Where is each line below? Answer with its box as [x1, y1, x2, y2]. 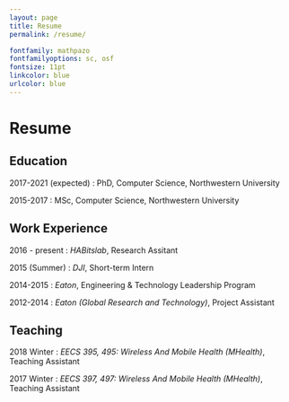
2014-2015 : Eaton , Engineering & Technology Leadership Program [9, 279, 256, 290]
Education [9, 153, 68, 169]
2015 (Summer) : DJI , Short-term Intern [9, 262, 154, 273]
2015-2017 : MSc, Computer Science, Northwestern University [9, 195, 240, 205]
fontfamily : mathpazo [9, 46, 91, 55]
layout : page [9, 13, 58, 22]
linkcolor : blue [9, 71, 70, 81]
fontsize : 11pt [9, 63, 66, 72]
